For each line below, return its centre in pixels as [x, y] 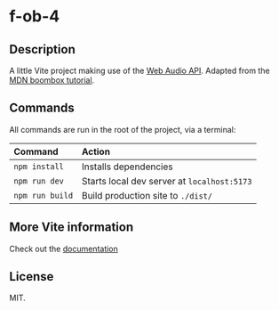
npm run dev [39, 181]
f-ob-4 [35, 16]
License [32, 277]
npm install [39, 166]
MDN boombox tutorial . [52, 80]
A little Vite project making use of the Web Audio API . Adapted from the [139, 70]
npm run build [44, 195]
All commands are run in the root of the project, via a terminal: [123, 129]
